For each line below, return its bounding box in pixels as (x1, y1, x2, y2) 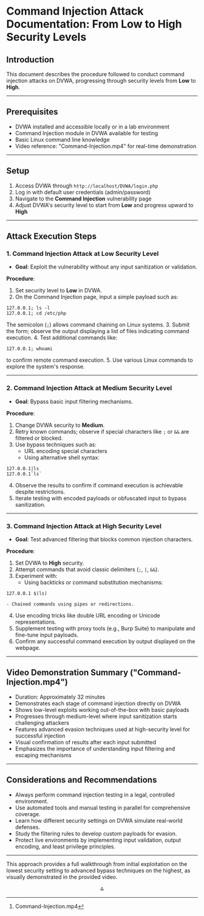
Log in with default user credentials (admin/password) (15, 188, 151, 196)
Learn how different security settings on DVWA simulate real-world (15, 817, 183, 824)
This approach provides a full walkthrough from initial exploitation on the (6, 860, 188, 867)
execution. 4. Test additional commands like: (6, 334, 118, 342)
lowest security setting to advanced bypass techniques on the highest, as (6, 867, 191, 874)
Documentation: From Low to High (6, 17, 182, 31)
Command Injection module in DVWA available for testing (15, 129, 158, 136)
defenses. (15, 823, 41, 831)
